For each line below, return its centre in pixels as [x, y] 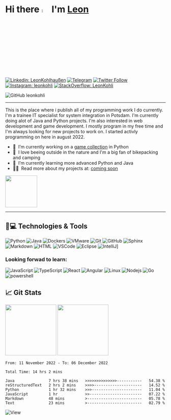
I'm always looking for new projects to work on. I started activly [72, 132]
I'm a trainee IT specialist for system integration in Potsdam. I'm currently [82, 115]
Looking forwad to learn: [36, 259]
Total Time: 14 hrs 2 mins [34, 372]
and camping [26, 158]
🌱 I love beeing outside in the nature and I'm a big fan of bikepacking [85, 152]
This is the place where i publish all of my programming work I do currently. [84, 110]
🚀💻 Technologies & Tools [47, 226]
